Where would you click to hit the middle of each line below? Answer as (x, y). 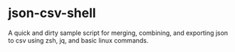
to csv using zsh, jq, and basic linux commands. (78, 40)
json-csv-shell (52, 13)
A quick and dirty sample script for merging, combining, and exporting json (118, 33)
